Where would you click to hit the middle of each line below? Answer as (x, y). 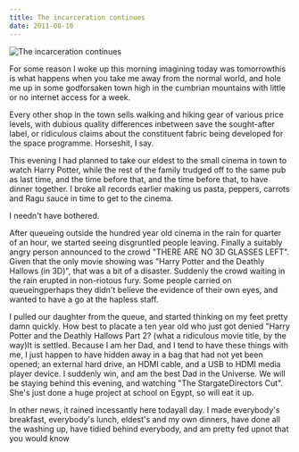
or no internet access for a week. (70, 97)
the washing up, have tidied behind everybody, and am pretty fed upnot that (149, 429)
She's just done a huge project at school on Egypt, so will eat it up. (132, 392)
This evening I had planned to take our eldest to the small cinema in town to (148, 160)
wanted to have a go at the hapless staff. (84, 299)
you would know (39, 438)
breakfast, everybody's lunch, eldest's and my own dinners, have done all (145, 419)
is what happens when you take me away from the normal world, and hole (145, 78)
